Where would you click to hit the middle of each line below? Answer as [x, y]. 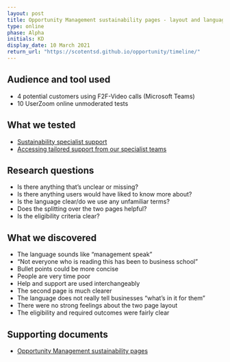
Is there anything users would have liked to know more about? [104, 194]
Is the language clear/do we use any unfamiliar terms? [93, 202]
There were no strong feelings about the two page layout [97, 306]
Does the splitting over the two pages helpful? [82, 209]
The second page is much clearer [64, 291]
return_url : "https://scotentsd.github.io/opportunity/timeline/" [104, 52]
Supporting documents [57, 334]
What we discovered [52, 238]
